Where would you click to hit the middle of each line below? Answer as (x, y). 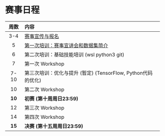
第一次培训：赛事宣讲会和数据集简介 (66, 45)
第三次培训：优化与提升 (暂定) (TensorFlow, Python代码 (89, 73)
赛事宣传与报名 (42, 36)
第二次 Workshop (44, 90)
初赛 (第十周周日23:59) (51, 98)
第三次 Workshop (44, 108)
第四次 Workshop (44, 117)
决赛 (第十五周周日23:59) (54, 126)
